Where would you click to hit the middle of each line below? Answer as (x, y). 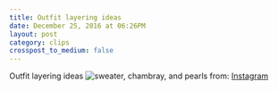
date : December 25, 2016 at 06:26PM (77, 26)
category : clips (39, 42)
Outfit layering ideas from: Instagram (139, 76)
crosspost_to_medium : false (62, 51)
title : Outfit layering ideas (66, 17)
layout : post (34, 34)
